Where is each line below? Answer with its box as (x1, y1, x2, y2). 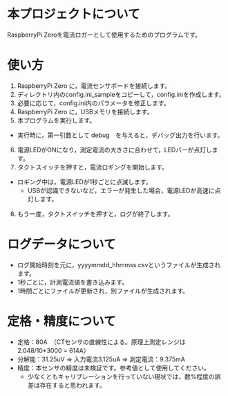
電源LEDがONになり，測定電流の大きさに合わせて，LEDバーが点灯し (17, 145, 212, 154)
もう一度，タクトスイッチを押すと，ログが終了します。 (17, 209, 174, 218)
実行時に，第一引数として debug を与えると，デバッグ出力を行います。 (17, 131, 224, 139)
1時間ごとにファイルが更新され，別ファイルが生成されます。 (17, 287, 189, 295)
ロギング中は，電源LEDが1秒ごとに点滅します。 (17, 177, 152, 186)
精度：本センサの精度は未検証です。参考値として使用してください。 (17, 363, 211, 372)
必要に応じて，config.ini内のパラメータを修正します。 (17, 98, 170, 107)
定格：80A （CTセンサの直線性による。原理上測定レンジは (17, 337, 186, 346)
